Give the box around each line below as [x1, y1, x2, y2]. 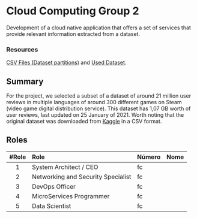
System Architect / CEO [32, 163, 98, 171]
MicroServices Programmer [32, 192, 110, 200]
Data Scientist [32, 202, 71, 210]
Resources [6, 45, 38, 53]
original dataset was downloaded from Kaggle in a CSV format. [6, 118, 162, 125]
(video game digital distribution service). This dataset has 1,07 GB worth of [6, 105, 191, 112]
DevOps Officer [32, 182, 76, 190]
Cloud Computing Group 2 [6, 4, 139, 18]
